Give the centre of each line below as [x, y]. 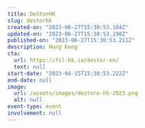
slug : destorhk [30, 21]
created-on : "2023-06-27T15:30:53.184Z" [68, 27]
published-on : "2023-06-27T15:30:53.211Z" [71, 41]
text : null [30, 67]
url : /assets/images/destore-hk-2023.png [76, 93]
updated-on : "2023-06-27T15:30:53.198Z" [68, 34]
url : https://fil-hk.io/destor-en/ [66, 60]
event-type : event [34, 107]
